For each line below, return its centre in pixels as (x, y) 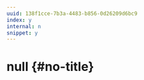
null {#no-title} (50, 67)
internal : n (24, 26)
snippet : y (22, 33)
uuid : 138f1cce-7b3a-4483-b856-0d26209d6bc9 (72, 13)
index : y (19, 20)
